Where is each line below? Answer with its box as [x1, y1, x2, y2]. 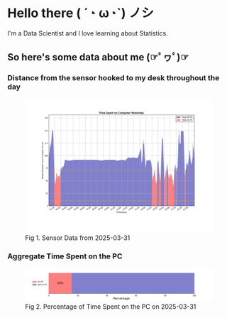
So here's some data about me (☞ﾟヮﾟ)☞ [7, 51, 189, 63]
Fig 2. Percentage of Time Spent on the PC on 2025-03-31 [25, 302, 196, 311]
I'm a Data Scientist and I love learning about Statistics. [7, 28, 168, 38]
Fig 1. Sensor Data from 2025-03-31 [25, 234, 131, 242]
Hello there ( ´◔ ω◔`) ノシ [7, 5, 154, 21]
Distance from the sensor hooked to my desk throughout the [7, 73, 220, 83]
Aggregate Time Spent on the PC [7, 251, 123, 261]
